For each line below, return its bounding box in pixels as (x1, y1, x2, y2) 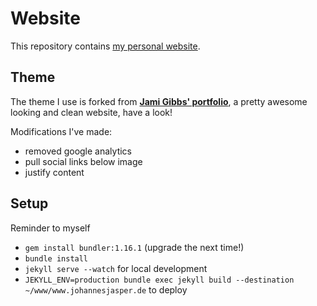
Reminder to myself (10, 222, 91, 234)
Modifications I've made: (10, 125, 113, 137)
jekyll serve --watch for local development (24, 262, 208, 274)
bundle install (24, 253, 89, 264)
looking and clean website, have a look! (10, 106, 173, 118)
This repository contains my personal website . (10, 40, 201, 52)
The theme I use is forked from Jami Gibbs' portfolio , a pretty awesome (10, 95, 308, 107)
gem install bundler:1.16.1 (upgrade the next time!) (24, 241, 245, 253)
